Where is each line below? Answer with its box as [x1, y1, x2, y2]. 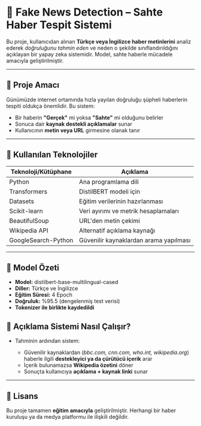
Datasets [9, 197, 35, 206]
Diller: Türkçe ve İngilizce [14, 285, 78, 292]
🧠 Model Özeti [6, 262, 60, 273]
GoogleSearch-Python [9, 236, 74, 244]
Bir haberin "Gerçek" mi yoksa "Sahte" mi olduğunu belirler [14, 114, 164, 121]
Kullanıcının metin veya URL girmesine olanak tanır [14, 126, 141, 134]
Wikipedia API [9, 226, 48, 234]
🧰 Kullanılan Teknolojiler [6, 150, 98, 160]
